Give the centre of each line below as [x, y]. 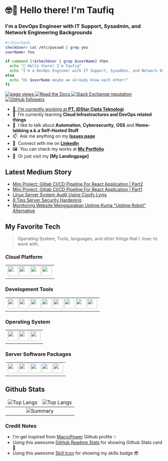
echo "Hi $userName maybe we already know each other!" [69, 80]
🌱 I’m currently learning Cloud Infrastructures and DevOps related [82, 114]
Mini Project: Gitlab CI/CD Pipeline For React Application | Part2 [78, 184]
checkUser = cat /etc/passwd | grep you [47, 48]
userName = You [20, 52]
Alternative [24, 211]
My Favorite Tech [33, 226]
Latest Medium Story [38, 172]
